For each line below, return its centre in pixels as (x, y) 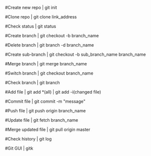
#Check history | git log (28, 139)
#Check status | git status (31, 26)
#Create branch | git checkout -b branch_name (52, 36)
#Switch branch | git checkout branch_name (49, 73)
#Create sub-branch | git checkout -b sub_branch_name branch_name (75, 54)
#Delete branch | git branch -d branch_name (50, 45)
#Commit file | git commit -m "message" (45, 101)
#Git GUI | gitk (19, 148)
